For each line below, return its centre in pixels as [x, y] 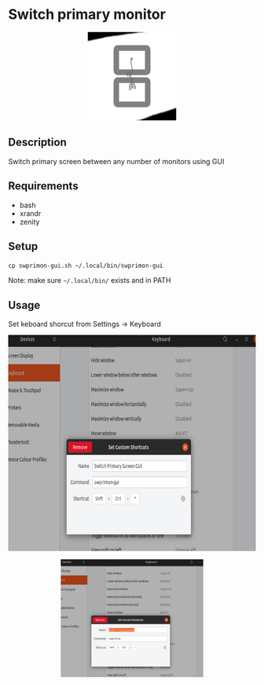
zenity [29, 222]
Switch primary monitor [87, 15]
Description [37, 143]
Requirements [43, 186]
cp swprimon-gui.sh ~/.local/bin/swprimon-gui [86, 266]
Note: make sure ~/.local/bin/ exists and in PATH [90, 280]
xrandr [30, 213]
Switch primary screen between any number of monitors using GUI [116, 161]
